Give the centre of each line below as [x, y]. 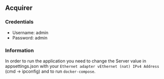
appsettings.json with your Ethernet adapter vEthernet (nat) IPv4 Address [82, 66]
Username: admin [30, 32]
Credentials [19, 22]
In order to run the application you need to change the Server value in [76, 61]
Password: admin [30, 38]
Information [19, 50]
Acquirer [19, 8]
